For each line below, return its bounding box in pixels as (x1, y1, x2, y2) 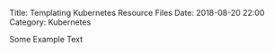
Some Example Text (9, 34, 84, 44)
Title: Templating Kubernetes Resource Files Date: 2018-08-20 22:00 (9, 8, 265, 18)
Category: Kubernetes (9, 17, 92, 27)
